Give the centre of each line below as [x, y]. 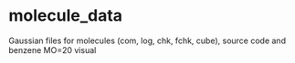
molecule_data [66, 16]
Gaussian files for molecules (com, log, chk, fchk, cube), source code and [147, 40]
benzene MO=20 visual [53, 49]
